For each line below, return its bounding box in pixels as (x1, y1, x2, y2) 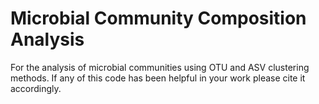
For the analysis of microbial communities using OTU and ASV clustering (10, 61, 310, 73)
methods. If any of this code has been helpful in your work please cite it (10, 72, 306, 84)
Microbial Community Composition (10, 7, 307, 30)
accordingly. (10, 82, 62, 94)
